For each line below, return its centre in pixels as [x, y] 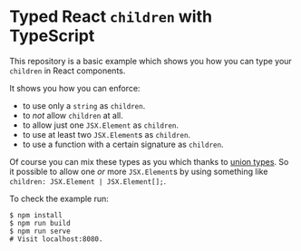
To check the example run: [59, 198]
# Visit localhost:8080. [56, 239]
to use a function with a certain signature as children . [123, 144]
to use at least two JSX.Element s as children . [107, 134]
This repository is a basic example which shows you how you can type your [150, 61]
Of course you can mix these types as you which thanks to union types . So [149, 161]
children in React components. [68, 71]
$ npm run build [40, 223]
